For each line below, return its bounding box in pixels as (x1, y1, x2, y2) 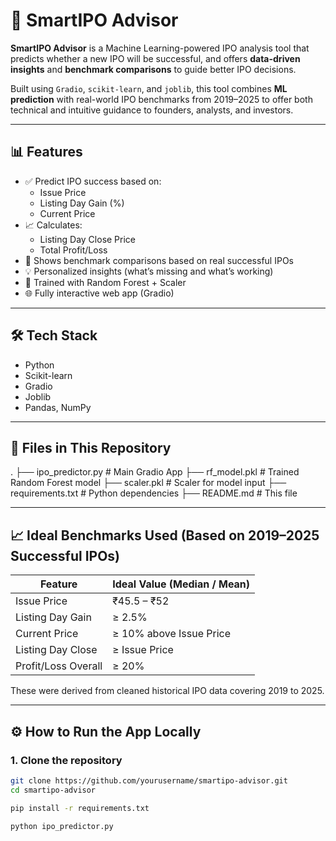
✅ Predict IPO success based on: (24, 175, 162, 187)
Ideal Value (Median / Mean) (112, 577, 251, 591)
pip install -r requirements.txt (10, 803, 150, 813)
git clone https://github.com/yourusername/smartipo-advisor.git (10, 775, 288, 786)
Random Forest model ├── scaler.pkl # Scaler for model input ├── (10, 477, 287, 489)
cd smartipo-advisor (10, 785, 97, 795)
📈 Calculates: (24, 219, 83, 231)
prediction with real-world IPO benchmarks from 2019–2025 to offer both (10, 93, 313, 105)
